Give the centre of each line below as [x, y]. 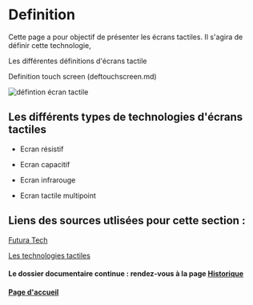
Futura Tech [28, 240]
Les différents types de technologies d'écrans [126, 117]
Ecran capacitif [45, 164]
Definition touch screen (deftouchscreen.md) [83, 76]
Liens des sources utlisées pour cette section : [127, 221]
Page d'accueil [34, 292]
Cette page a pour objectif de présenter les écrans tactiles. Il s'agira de [126, 37]
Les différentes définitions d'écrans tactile [78, 61]
